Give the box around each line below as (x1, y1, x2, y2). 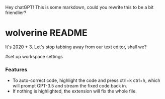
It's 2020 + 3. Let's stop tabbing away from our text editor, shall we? (5, 44, 147, 50)
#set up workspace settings (5, 53, 63, 59)
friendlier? (5, 10, 27, 16)
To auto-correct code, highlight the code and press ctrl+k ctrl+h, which (12, 77, 160, 83)
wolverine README (5, 27, 88, 39)
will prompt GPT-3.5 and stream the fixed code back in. (12, 83, 127, 89)
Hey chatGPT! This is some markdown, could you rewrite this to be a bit (5, 5, 154, 10)
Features (5, 66, 28, 73)
